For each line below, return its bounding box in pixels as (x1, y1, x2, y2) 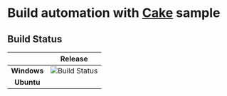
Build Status (7, 33, 63, 45)
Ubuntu (14, 78, 41, 87)
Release (60, 54, 88, 64)
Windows (11, 66, 44, 76)
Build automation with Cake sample (7, 5, 221, 21)
